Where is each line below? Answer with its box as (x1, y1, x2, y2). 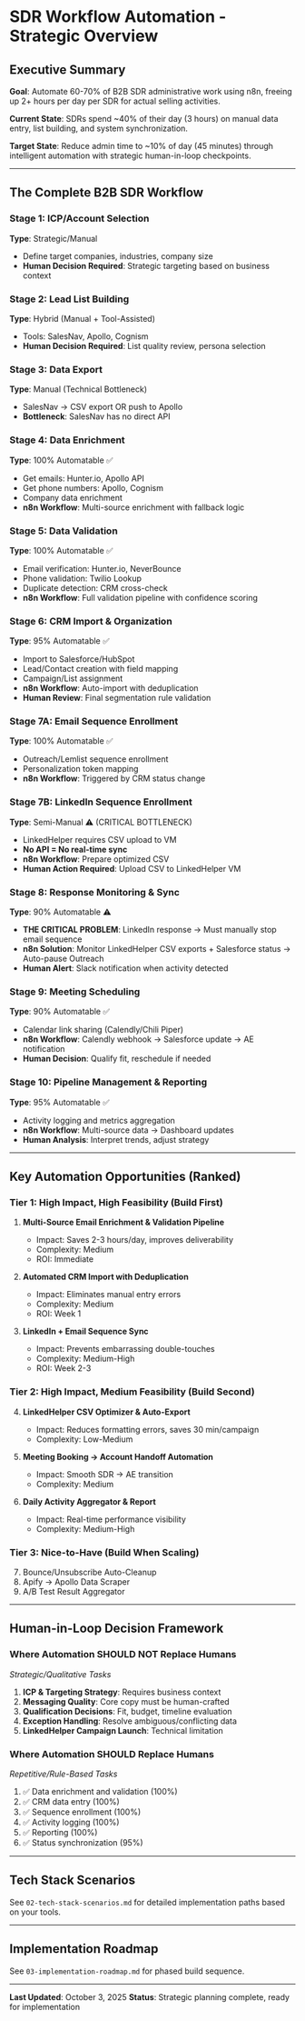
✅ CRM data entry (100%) (22, 1796, 120, 1806)
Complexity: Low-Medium (35, 1434, 133, 1445)
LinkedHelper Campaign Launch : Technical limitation (22, 1725, 224, 1736)
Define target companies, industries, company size (22, 250, 213, 261)
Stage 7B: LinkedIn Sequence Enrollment (9, 795, 192, 808)
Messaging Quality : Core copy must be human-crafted (22, 1696, 230, 1706)
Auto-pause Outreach (22, 953, 104, 965)
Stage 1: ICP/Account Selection (9, 212, 150, 225)
